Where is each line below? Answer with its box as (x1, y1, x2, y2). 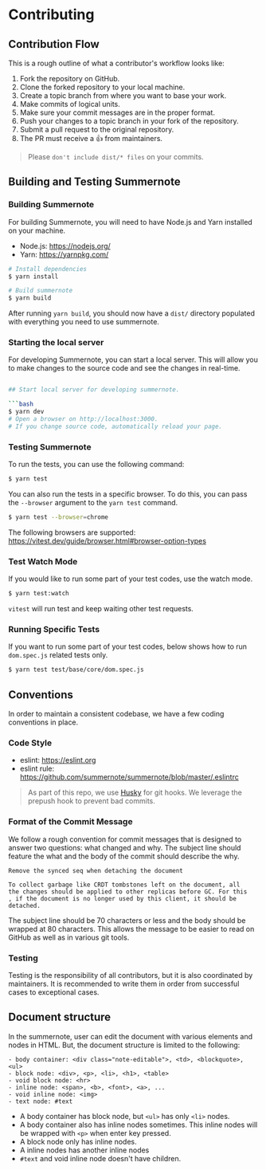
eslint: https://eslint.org (19, 756, 96, 765)
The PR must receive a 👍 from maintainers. (19, 134, 163, 143)
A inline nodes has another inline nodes (19, 1145, 150, 1155)
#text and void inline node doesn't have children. (19, 1153, 182, 1163)
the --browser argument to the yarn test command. (8, 498, 178, 508)
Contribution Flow (8, 37, 100, 51)
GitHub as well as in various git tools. (8, 932, 130, 942)
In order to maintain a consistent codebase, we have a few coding (8, 709, 225, 719)
